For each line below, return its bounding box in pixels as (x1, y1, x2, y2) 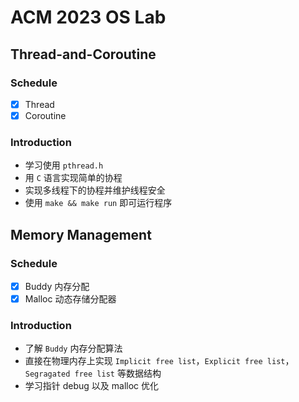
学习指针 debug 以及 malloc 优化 (24, 380, 160, 392)
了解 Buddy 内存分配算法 (24, 342, 123, 355)
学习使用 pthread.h (24, 159, 104, 171)
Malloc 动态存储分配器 (24, 293, 117, 305)
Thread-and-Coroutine (10, 46, 157, 63)
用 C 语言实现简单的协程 (24, 172, 123, 184)
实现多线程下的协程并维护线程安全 (24, 184, 166, 196)
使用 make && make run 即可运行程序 (24, 197, 173, 209)
